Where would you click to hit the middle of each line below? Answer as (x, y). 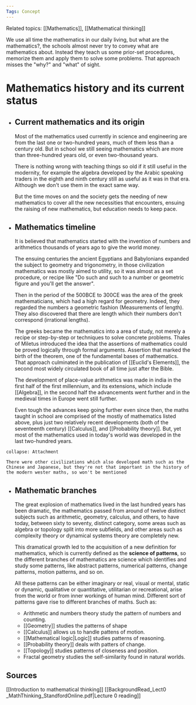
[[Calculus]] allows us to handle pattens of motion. (84, 632)
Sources (22, 675)
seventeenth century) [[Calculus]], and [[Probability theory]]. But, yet (98, 429)
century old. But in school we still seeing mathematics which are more (99, 149)
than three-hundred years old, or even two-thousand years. (86, 155)
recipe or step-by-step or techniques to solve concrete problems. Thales (102, 338)
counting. (35, 619)
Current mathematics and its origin (80, 122)
